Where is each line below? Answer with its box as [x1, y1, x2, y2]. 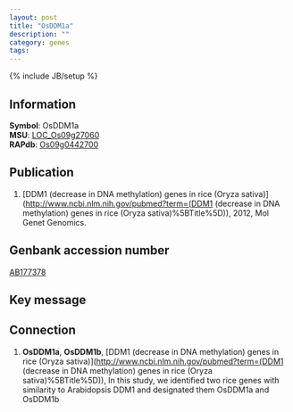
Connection [9, 323, 76, 338]
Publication [9, 165, 74, 180]
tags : [9, 46, 29, 55]
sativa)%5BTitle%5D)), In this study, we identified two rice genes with [21, 375, 280, 385]
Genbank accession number [9, 243, 170, 259]
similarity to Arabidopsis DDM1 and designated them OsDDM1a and [21, 384, 270, 395]
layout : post [9, 12, 58, 22]
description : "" [9, 29, 70, 38]
